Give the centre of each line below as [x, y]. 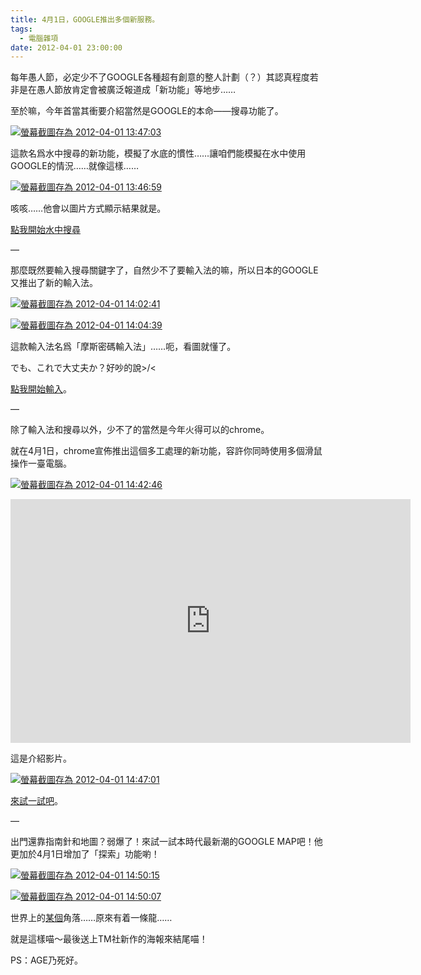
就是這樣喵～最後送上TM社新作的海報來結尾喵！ [109, 939]
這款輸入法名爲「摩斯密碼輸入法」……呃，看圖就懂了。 [123, 347]
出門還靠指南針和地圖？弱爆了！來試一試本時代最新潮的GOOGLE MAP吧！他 [166, 842]
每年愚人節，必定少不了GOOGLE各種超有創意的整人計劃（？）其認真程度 [160, 77]
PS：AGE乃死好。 [46, 960]
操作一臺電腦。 [41, 463]
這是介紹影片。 [41, 758]
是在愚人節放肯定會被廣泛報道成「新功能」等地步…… [127, 90]
